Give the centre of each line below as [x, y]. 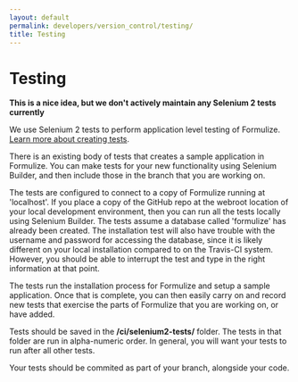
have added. [32, 314]
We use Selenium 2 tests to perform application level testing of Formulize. [145, 129]
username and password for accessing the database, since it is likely [136, 240]
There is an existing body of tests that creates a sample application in [137, 156]
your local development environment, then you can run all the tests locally [145, 212]
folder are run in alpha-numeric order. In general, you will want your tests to [148, 341]
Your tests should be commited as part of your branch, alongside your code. [149, 368]
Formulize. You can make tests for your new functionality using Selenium [143, 166]
